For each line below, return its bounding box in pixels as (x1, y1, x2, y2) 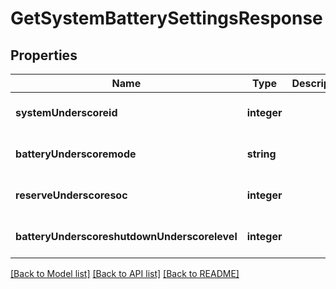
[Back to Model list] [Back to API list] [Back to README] (10, 268, 240, 279)
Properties (10, 47, 78, 64)
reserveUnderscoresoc (15, 188, 128, 202)
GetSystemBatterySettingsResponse (10, 7, 323, 30)
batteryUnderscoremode (15, 147, 137, 161)
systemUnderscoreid (15, 106, 118, 119)
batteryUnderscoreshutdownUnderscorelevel (15, 230, 238, 243)
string (246, 147, 277, 161)
